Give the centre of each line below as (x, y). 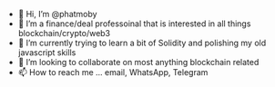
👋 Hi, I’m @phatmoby (57, 14)
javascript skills (47, 53)
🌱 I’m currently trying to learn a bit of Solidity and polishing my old (142, 43)
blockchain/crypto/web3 (64, 33)
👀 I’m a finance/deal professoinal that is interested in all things (134, 24)
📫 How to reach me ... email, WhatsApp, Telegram (113, 72)
